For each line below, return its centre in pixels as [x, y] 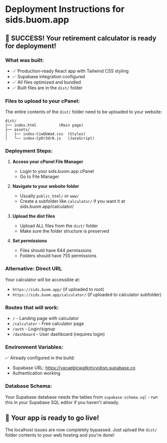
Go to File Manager [39, 177]
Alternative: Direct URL [34, 269]
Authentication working [36, 373]
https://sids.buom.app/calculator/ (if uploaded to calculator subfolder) [87, 295]
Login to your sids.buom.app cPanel [57, 171]
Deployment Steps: [29, 151]
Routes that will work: [32, 307]
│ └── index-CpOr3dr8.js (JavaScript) [50, 139]
